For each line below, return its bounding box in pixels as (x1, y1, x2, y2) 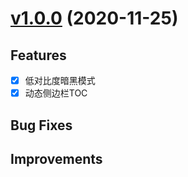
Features (10, 47, 67, 64)
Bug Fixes (10, 117, 73, 134)
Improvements (10, 150, 103, 167)
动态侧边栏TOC (24, 87, 88, 99)
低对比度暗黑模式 (24, 75, 96, 86)
